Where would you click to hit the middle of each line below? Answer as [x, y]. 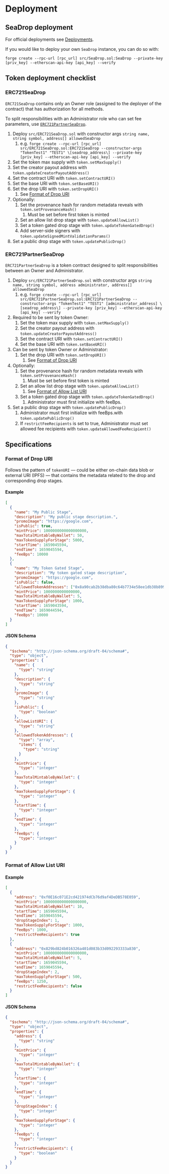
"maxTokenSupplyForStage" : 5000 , [49, 540]
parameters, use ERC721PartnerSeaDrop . [46, 124]
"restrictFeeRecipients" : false [48, 986]
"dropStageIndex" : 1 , [37, 921]
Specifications [28, 445]
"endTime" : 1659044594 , [39, 610]
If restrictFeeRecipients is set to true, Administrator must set [84, 423]
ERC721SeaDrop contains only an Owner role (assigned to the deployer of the [83, 103]
